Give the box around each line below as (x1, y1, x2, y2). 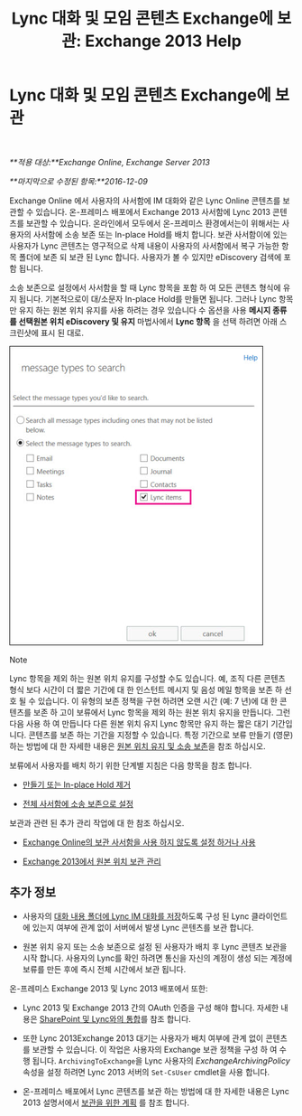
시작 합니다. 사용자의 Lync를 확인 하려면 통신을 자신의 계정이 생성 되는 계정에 (22, 952, 293, 963)
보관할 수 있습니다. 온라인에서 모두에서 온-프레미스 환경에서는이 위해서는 (25, 218, 280, 229)
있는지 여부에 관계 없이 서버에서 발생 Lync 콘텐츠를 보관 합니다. (32, 922, 254, 933)
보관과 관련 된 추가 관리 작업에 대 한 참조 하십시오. (9, 817, 185, 828)
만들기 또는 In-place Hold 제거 (22, 779, 131, 790)
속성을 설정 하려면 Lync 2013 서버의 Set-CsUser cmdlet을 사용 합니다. (22, 1066, 270, 1077)
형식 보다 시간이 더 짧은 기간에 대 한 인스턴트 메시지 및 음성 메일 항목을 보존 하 (9, 684, 283, 695)
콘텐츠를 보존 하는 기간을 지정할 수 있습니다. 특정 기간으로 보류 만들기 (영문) (28, 729, 294, 740)
